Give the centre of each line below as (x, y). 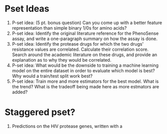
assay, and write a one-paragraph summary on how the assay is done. (85, 39)
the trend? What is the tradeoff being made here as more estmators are (86, 86)
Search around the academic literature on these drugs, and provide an (85, 54)
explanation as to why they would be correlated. (61, 60)
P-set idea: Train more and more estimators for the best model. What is (85, 81)
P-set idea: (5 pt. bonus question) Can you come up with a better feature (87, 23)
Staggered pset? (40, 112)
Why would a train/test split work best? (52, 76)
